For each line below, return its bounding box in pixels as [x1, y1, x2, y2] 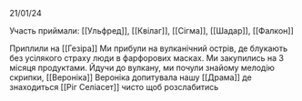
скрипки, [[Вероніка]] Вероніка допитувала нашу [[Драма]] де [9, 72, 252, 83]
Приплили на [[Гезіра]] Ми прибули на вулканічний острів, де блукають [9, 43, 288, 54]
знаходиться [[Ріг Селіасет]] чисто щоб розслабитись [9, 82, 219, 92]
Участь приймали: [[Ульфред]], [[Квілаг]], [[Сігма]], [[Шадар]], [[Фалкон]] [9, 25, 294, 35]
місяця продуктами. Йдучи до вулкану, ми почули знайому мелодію [9, 63, 276, 73]
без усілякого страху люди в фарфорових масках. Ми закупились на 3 [9, 53, 285, 63]
